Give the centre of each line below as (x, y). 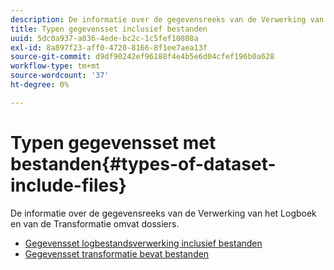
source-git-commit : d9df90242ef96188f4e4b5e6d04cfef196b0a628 (142, 57)
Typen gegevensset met (113, 142)
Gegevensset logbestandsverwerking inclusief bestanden (143, 243)
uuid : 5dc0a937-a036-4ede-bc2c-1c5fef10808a (104, 38)
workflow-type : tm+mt (55, 66)
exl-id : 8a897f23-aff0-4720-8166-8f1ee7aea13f (109, 47)
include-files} (68, 185)
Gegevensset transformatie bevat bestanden (117, 253)
